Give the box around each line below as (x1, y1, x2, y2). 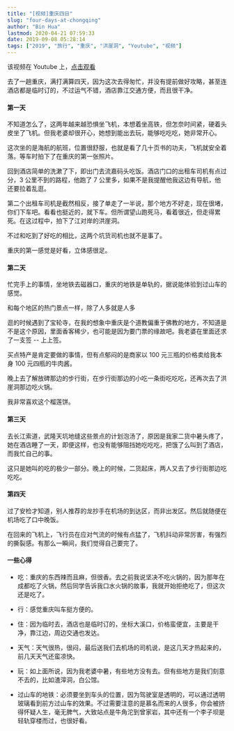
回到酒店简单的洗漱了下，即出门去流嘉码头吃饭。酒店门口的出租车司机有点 (7, 167, 221, 175)
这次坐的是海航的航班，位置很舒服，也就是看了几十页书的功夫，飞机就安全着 (7, 143, 227, 152)
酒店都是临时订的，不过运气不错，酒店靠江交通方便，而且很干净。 (7, 86, 196, 94)
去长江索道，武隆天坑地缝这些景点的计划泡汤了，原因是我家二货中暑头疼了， (7, 432, 227, 440)
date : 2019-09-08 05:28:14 (7, 36, 86, 43)
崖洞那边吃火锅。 (7, 383, 56, 391)
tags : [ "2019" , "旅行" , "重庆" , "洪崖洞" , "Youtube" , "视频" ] (7, 42, 182, 49)
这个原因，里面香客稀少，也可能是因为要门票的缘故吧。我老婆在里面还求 (19, 327, 227, 336)
